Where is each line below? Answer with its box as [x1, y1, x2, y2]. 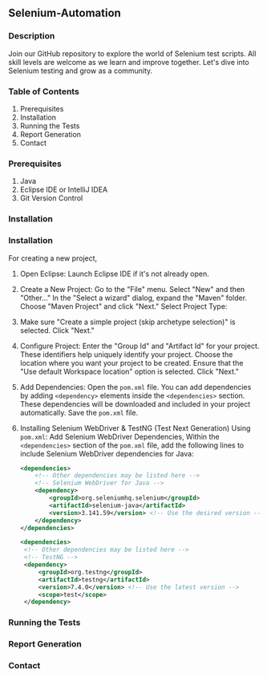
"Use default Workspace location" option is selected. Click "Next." [19, 367, 239, 376]
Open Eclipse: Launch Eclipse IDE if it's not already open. [19, 269, 210, 278]
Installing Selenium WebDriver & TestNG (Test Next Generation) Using [19, 423, 251, 432]
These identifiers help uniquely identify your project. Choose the [19, 349, 233, 359]
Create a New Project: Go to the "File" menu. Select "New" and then [19, 284, 245, 294]
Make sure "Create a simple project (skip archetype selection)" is [19, 317, 236, 326]
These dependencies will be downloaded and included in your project [19, 399, 251, 408]
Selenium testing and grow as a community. [8, 66, 153, 75]
